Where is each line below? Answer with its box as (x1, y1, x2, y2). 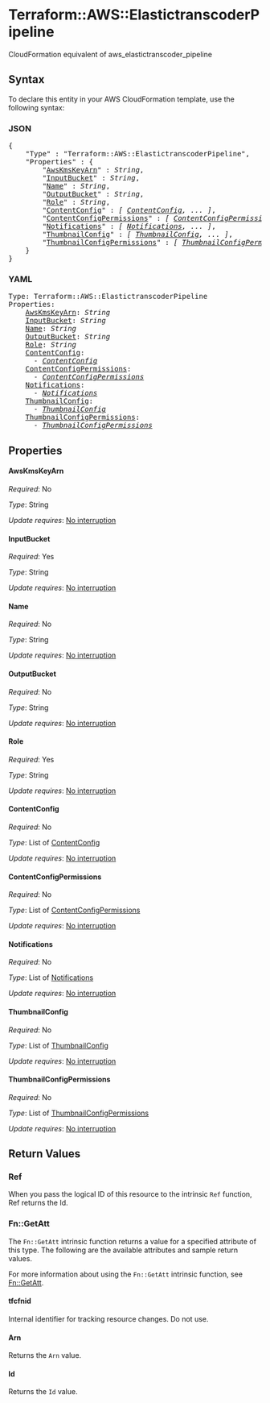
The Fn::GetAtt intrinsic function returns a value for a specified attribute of (8, 1236, 257, 1246)
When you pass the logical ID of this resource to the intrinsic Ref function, (8, 1189, 252, 1199)
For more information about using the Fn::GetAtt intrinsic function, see (8, 1269, 243, 1279)
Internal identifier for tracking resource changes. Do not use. (8, 1314, 209, 1323)
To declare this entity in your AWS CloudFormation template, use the (8, 94, 235, 104)
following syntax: (8, 102, 65, 112)
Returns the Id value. (8, 1387, 78, 1397)
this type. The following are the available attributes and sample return (8, 1245, 239, 1255)
